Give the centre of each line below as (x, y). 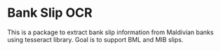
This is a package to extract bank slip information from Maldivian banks (110, 32)
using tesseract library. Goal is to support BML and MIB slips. (95, 39)
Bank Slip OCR (50, 13)
